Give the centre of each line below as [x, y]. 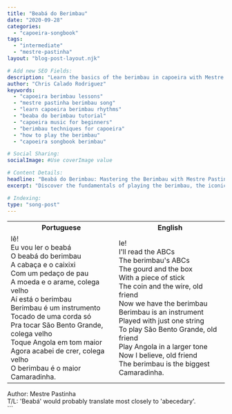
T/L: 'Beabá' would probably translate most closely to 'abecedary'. [101, 402]
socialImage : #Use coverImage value [60, 160]
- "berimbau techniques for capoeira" [69, 128]
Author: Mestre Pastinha [41, 394]
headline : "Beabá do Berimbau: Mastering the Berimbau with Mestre [106, 179]
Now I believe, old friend [158, 355]
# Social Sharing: [33, 154]
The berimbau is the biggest [164, 364]
